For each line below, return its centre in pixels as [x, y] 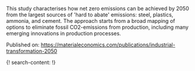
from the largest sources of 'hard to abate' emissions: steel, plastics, [90, 15]
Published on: [23, 45]
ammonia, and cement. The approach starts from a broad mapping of [91, 21]
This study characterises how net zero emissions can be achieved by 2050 [98, 9]
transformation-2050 [32, 51]
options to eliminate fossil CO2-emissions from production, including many [97, 27]
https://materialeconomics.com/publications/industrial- [108, 45]
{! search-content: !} [31, 62]
